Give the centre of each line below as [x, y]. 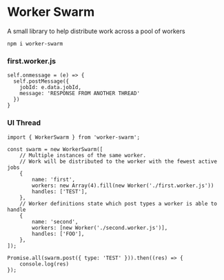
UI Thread [24, 123]
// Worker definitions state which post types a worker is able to [118, 203]
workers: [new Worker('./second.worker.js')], [100, 228]
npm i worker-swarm [35, 43]
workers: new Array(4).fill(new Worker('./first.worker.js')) [123, 186]
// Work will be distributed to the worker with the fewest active [118, 161]
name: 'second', [55, 221]
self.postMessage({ [41, 81]
